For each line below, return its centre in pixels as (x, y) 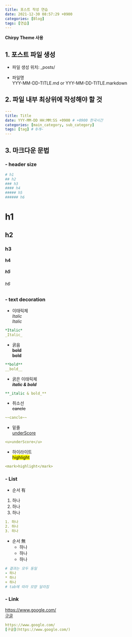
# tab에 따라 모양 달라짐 (27, 587)
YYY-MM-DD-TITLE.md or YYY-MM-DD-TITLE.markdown (70, 83)
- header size (21, 164)
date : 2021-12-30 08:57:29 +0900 (39, 14)
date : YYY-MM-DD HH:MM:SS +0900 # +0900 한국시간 (54, 120)
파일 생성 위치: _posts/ (33, 67)
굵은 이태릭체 (25, 379)
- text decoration (25, 299)
